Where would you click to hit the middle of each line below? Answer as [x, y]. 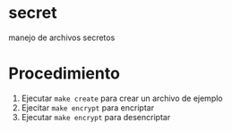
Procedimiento [64, 74]
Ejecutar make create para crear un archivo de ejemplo [122, 98]
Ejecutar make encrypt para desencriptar [96, 117]
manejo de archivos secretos [62, 37]
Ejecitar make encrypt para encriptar [87, 107]
